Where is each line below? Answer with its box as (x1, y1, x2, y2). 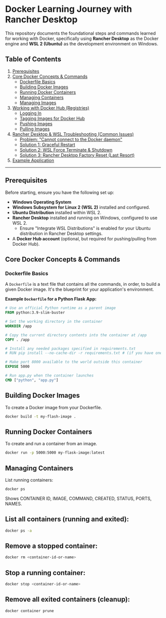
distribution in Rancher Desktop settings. (19, 231, 103, 236)
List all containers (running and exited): (5, 515, 129, 524)
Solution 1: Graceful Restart (19, 142, 76, 148)
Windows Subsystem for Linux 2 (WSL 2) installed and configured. (12, 204, 150, 210)
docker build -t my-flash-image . (5, 414, 77, 419)
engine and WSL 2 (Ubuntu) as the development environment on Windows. (5, 40, 159, 46)
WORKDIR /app (5, 323, 32, 329)
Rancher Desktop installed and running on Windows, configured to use (12, 215, 158, 221)
